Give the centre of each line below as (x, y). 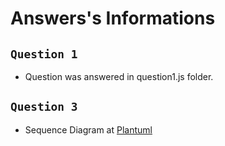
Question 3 (44, 107)
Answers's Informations (113, 18)
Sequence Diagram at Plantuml (88, 129)
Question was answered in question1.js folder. (119, 76)
